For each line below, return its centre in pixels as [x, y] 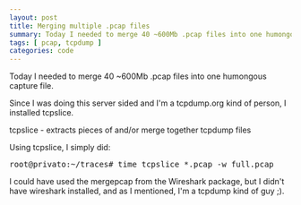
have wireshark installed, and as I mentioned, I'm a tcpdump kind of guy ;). [147, 191]
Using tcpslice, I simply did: [60, 148]
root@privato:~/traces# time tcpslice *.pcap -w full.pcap [142, 165]
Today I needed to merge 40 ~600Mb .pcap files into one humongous [138, 76]
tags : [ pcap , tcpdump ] [56, 43]
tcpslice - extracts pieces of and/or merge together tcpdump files [130, 130]
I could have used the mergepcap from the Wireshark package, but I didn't [147, 182]
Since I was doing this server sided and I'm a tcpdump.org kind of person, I [148, 103]
